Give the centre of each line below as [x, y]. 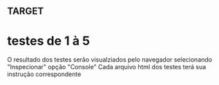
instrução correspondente [44, 74]
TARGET [26, 11]
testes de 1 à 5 [49, 41]
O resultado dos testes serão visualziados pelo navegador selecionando [110, 60]
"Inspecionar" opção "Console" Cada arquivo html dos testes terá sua [107, 67]
